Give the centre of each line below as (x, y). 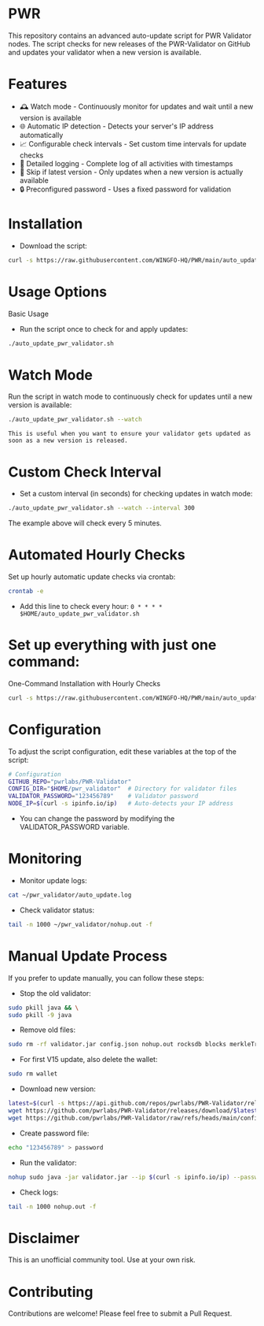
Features (38, 84)
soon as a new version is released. (68, 441)
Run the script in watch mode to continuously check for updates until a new (130, 397)
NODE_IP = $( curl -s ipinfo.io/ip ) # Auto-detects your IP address (121, 804)
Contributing (51, 1292)
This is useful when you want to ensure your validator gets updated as (130, 434)
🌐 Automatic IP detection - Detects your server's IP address (117, 126)
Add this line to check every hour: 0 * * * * (91, 606)
